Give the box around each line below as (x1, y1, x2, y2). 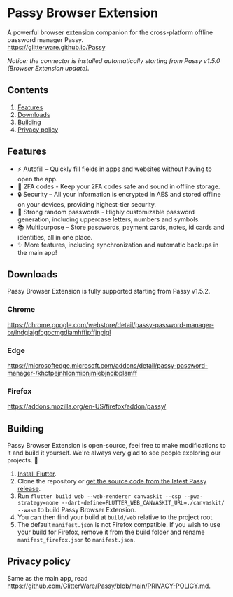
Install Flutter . (17, 469, 57, 478)
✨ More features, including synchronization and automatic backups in (17, 240, 219, 249)
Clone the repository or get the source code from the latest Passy (17, 477, 207, 486)
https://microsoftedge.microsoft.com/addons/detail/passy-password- (7, 361, 209, 369)
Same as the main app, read (7, 574, 88, 582)
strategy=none (17, 500, 59, 507)
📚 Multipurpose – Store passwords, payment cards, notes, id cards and (17, 223, 225, 231)
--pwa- (184, 493, 204, 500)
